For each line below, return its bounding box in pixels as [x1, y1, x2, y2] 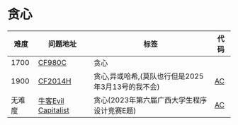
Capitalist [38, 105, 69, 115]
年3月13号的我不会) [93, 82, 161, 92]
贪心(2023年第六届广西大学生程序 [93, 95, 208, 105]
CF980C [38, 57, 67, 67]
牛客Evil [38, 96, 64, 106]
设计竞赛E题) [93, 105, 137, 115]
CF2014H [38, 76, 72, 85]
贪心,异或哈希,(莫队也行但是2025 [93, 71, 204, 81]
